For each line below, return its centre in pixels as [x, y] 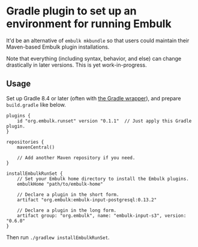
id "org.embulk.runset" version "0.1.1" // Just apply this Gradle [104, 121]
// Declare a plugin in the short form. [68, 194]
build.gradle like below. [36, 105]
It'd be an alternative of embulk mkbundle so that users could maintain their [98, 40]
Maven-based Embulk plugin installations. [58, 47]
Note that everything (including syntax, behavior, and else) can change [94, 58]
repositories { [25, 142]
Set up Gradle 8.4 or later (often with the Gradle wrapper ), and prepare [94, 98]
